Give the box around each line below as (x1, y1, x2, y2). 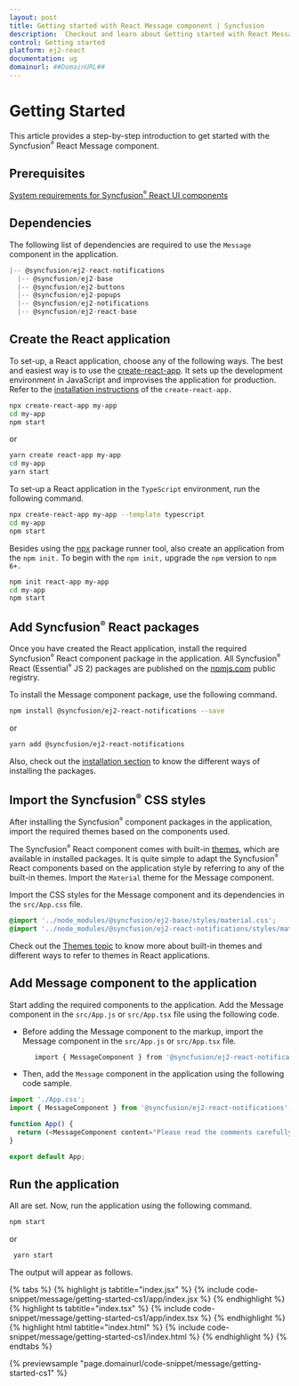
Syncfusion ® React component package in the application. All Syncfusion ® (9, 653, 281, 664)
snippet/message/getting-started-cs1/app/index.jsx (9, 1293, 198, 1304)
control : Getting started (9, 37, 105, 47)
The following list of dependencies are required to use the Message (9, 239, 252, 250)
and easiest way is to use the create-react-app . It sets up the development (9, 365, 283, 375)
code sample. (21, 1078, 73, 1089)
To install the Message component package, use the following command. (9, 689, 278, 700)
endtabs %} (9, 1341, 53, 1352)
